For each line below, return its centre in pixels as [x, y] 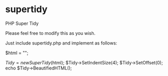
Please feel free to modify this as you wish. [50, 33]
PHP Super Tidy [22, 23]
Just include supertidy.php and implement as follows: [61, 43]
